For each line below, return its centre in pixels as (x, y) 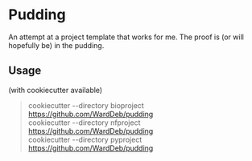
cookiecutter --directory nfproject (84, 123)
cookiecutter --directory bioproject (86, 105)
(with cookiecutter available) (56, 90)
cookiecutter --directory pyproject (85, 139)
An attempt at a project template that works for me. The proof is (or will (126, 37)
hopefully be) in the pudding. (56, 45)
